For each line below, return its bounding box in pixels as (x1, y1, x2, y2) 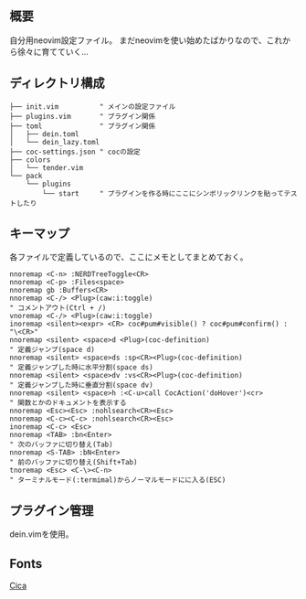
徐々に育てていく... (16, 46, 90, 57)
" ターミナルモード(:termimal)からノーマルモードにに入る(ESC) (9, 476, 227, 485)
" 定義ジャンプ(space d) (9, 346, 96, 355)
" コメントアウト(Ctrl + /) (9, 304, 107, 313)
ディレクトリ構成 (9, 76, 105, 91)
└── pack (9, 171, 43, 180)
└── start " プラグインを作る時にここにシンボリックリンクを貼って (42, 188, 285, 198)
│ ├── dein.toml (9, 129, 79, 139)
